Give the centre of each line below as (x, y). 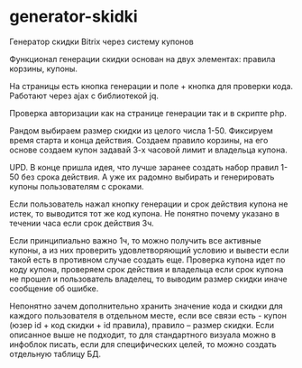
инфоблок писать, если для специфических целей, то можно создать (143, 344)
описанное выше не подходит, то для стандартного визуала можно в (143, 335)
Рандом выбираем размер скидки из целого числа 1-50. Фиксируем (141, 130)
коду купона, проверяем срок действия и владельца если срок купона (146, 269)
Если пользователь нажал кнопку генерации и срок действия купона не (149, 204)
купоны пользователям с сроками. (77, 186)
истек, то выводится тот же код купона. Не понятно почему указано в (145, 213)
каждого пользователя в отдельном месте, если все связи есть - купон (148, 315)
